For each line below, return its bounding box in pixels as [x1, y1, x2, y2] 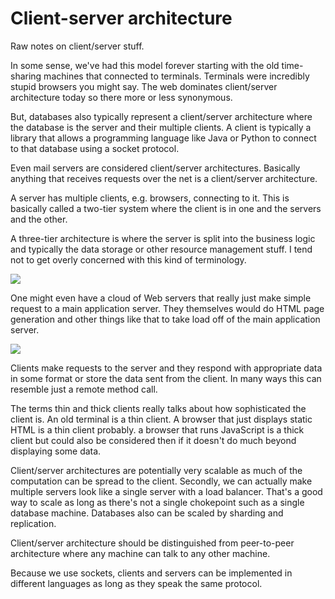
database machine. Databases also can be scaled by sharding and [10, 507, 284, 519]
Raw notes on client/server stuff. [10, 40, 145, 52]
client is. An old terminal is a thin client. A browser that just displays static [10, 413, 313, 425]
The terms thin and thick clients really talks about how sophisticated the [10, 402, 307, 414]
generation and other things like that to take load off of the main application [10, 313, 321, 325]
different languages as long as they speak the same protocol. [10, 577, 263, 589]
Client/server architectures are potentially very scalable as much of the [10, 464, 303, 476]
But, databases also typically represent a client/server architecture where [10, 110, 313, 122]
